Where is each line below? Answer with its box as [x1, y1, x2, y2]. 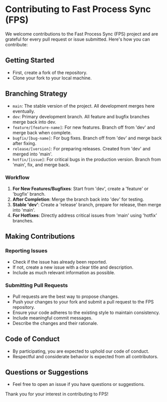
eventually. [12, 108, 35, 114]
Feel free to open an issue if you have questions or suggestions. [12, 381, 145, 387]
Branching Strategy [5, 90, 68, 98]
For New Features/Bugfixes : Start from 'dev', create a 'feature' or [12, 185, 149, 192]
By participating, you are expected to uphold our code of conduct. [12, 348, 149, 354]
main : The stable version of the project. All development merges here [12, 103, 155, 109]
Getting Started [5, 56, 55, 65]
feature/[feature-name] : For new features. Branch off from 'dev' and [12, 124, 155, 130]
